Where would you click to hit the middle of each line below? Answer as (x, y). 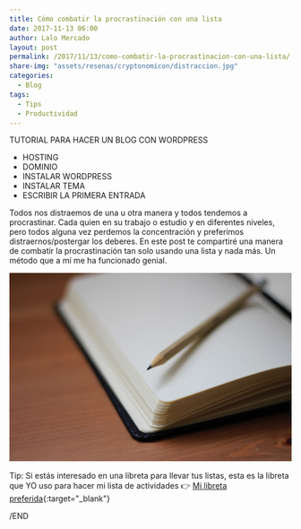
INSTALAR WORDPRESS (67, 177)
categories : (31, 76)
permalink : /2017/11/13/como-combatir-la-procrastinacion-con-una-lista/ (150, 57)
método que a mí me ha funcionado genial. (88, 261)
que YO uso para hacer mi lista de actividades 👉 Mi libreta (118, 486)
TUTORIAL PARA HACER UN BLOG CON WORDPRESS (109, 140)
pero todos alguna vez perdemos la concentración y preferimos (127, 232)
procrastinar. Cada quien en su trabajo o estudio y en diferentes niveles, (142, 222)
